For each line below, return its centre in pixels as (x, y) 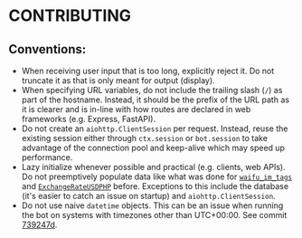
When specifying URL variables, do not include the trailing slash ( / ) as (152, 90)
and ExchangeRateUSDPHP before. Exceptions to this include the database (155, 186)
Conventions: (47, 49)
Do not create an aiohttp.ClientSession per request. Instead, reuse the (155, 129)
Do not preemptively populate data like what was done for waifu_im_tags (157, 176)
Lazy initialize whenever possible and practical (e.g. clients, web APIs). (153, 167)
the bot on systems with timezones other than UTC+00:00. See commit (154, 215)
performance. (47, 157)
